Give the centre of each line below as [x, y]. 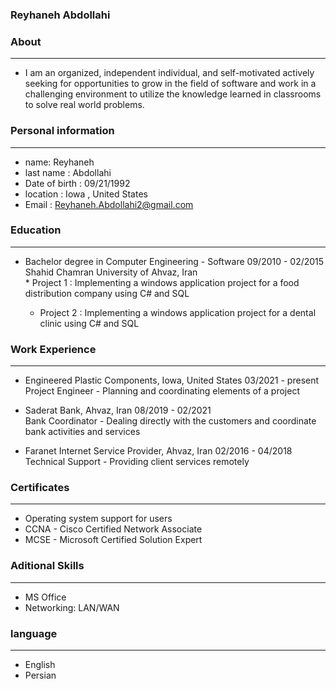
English [40, 664]
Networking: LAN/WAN [72, 607]
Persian [40, 675]
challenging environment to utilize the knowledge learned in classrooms [173, 94]
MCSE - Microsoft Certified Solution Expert [113, 540]
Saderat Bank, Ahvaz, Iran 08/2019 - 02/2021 [118, 410]
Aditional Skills [47, 566]
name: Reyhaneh [59, 162]
